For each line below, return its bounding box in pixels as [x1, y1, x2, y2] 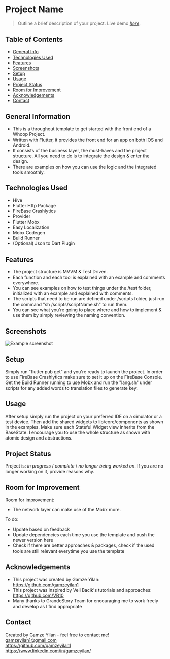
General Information [5, 112, 71, 121]
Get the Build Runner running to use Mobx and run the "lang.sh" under [5, 379, 152, 386]
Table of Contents [5, 35, 63, 44]
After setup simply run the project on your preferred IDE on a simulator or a [5, 413, 162, 419]
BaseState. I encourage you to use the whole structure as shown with [5, 429, 151, 435]
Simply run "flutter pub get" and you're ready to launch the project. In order [5, 368, 163, 375]
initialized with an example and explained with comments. [12, 290, 133, 296]
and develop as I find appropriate [12, 603, 82, 610]
